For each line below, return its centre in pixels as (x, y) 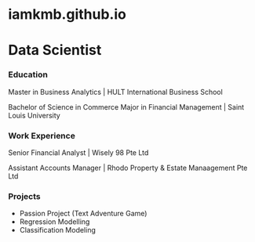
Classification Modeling (58, 230)
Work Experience (42, 135)
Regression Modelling (55, 222)
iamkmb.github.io (67, 14)
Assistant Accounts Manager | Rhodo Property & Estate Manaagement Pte (128, 168)
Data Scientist (55, 51)
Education (28, 74)
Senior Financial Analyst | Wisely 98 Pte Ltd (78, 152)
